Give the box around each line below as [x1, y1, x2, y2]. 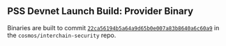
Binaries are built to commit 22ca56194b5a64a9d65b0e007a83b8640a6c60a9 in [7, 23, 220, 32]
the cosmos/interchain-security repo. [7, 31, 116, 39]
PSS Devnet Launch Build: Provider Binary [7, 5, 194, 17]
